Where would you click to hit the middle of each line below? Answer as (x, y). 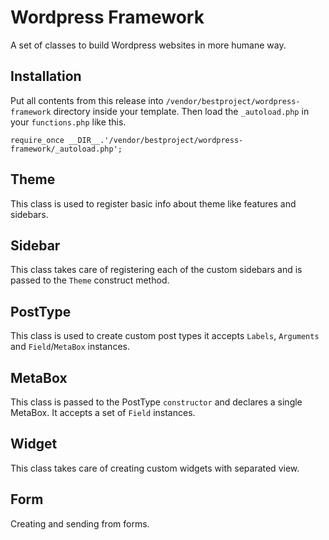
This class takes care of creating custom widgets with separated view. (155, 468)
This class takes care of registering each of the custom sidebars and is (156, 270)
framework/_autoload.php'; (66, 149)
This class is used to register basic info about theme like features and (153, 203)
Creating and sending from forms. (80, 523)
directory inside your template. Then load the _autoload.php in (181, 111)
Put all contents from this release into (87, 100)
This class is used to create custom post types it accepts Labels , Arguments (165, 336)
